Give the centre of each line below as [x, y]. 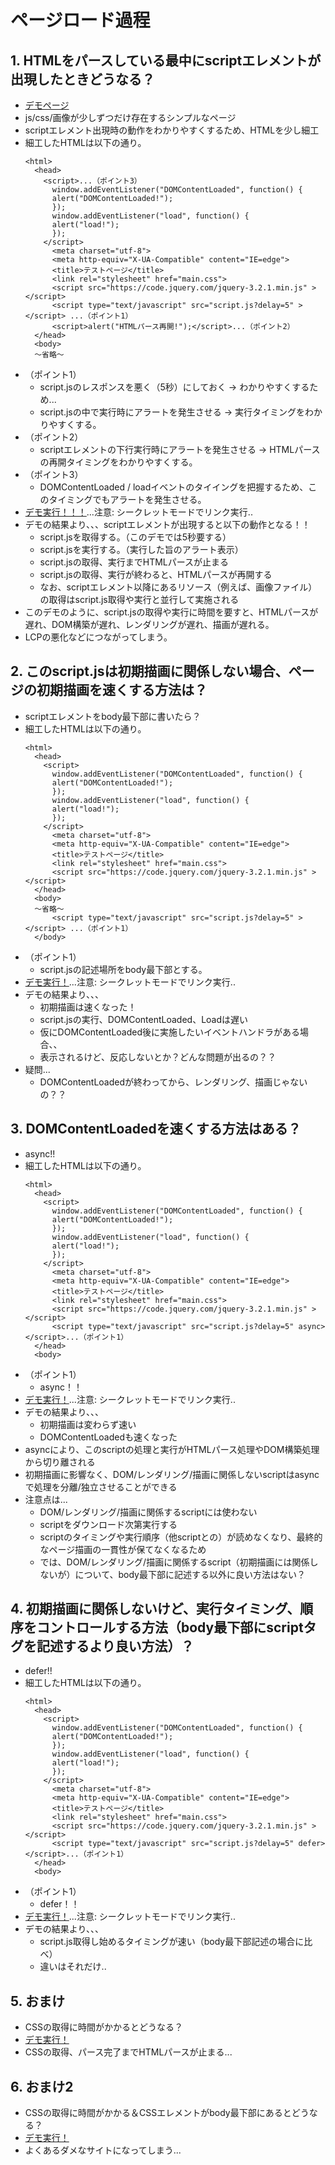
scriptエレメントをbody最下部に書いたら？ [113, 716]
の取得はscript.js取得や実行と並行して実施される [139, 599]
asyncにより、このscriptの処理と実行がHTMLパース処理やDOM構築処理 [172, 1449]
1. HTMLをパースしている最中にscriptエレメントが [166, 60]
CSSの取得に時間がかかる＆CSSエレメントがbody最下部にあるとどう [167, 2113]
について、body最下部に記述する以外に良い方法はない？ [190, 1574]
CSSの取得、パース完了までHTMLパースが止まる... [128, 2052]
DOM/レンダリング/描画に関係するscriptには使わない [148, 1512]
